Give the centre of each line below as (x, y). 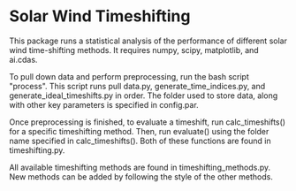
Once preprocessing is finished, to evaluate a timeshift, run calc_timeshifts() (147, 122)
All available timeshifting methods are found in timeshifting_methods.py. (140, 167)
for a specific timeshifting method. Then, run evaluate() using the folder (139, 131)
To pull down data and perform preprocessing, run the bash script (129, 76)
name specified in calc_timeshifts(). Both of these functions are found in (140, 141)
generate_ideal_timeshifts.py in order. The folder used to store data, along (144, 95)
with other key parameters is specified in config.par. (104, 104)
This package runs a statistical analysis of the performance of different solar (148, 41)
